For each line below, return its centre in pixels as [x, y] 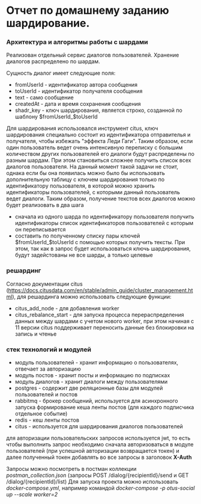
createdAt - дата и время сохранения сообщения [78, 104]
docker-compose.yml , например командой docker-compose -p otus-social [100, 488]
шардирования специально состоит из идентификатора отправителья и [98, 135]
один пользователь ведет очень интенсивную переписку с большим [94, 147]
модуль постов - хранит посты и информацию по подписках [92, 375]
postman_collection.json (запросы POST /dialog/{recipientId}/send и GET [97, 475]
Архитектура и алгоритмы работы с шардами [77, 42]
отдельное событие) [41, 414]
